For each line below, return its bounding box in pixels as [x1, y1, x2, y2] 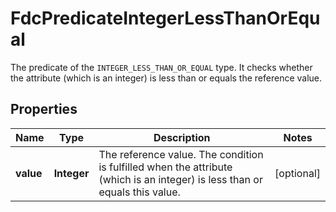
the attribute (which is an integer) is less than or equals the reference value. [10, 72, 323, 84]
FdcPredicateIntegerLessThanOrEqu [10, 7, 321, 30]
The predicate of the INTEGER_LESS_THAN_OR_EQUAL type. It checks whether [10, 61, 313, 73]
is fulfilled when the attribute [98, 160, 233, 174]
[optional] [274, 166, 321, 180]
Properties [10, 101, 78, 118]
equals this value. [98, 185, 181, 199]
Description [153, 130, 211, 144]
